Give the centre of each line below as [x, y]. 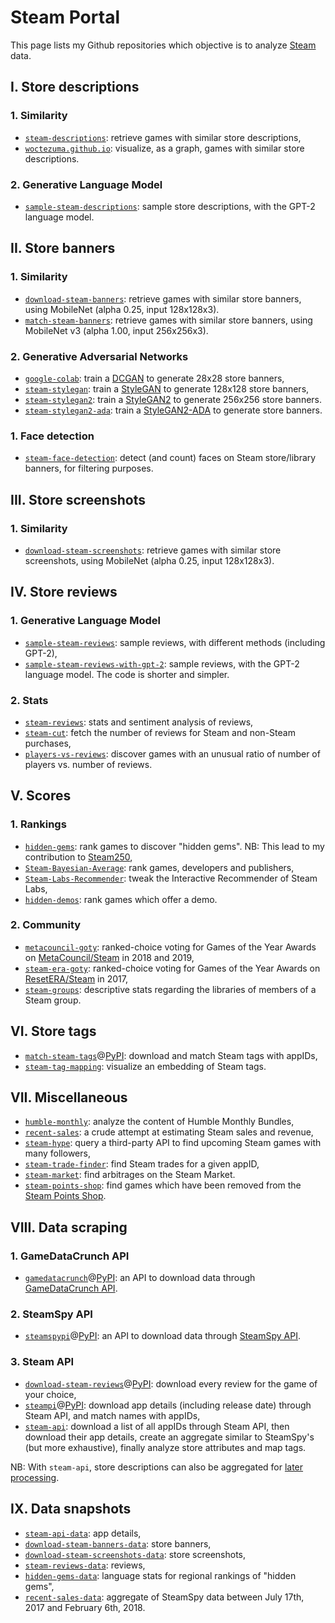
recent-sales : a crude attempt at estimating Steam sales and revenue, [169, 1132]
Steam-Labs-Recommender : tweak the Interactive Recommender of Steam [171, 878]
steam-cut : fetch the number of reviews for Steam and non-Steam [160, 732]
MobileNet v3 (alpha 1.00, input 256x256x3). [116, 330]
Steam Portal [65, 17]
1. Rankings [38, 824]
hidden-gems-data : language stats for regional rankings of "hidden [160, 1575]
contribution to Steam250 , [78, 857]
